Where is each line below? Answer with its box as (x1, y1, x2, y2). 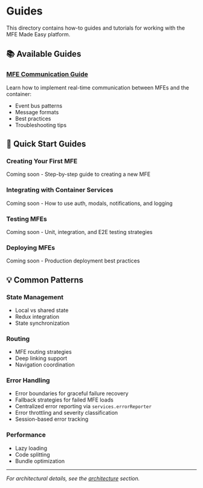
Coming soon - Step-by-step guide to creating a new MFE (6, 171, 151, 178)
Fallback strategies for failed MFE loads (14, 396, 114, 403)
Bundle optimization (14, 457, 65, 464)
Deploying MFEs (6, 243, 56, 252)
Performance (6, 431, 47, 439)
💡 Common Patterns (6, 275, 83, 285)
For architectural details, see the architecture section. (6, 475, 140, 482)
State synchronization (14, 319, 69, 327)
